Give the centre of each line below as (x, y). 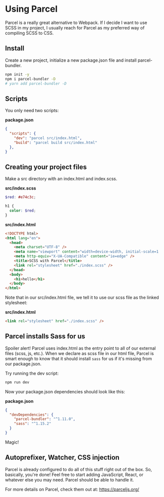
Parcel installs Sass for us (45, 336)
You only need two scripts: (32, 111)
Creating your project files (46, 167)
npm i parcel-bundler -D (30, 79)
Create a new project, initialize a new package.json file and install (71, 60)
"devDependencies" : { (32, 415)
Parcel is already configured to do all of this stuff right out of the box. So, (79, 469)
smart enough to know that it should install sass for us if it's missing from (79, 358)
